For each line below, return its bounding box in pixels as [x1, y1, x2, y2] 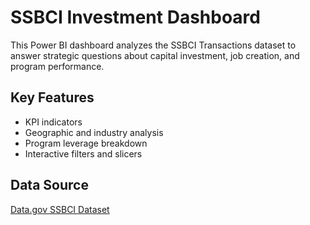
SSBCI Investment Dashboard [10, 6, 261, 29]
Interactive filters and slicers [24, 147, 143, 160]
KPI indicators [24, 116, 83, 128]
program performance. [10, 60, 105, 72]
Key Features [10, 89, 95, 106]
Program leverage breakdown [24, 137, 148, 149]
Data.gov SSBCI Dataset [10, 203, 110, 215]
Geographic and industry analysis [24, 126, 164, 138]
